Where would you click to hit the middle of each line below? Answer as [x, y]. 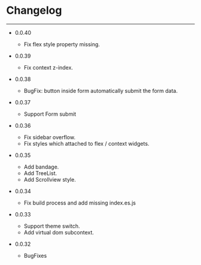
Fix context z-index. [48, 67]
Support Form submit [50, 114]
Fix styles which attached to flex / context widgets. [86, 143]
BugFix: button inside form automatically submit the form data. [101, 91]
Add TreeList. [40, 173]
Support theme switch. [52, 226]
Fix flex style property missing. [62, 44]
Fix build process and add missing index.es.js [80, 203]
